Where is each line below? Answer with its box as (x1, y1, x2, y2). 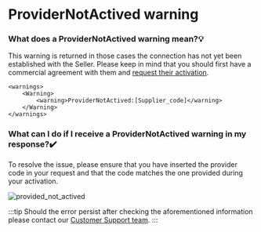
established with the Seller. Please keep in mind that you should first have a (8, 60, 252, 69)
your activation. (8, 176, 59, 186)
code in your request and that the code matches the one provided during (8, 168, 243, 177)
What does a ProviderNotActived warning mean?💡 (8, 34, 204, 45)
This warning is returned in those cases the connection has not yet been (8, 51, 242, 60)
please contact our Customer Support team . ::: (8, 215, 158, 224)
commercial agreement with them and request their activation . (8, 68, 209, 78)
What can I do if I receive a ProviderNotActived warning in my (8, 129, 247, 140)
